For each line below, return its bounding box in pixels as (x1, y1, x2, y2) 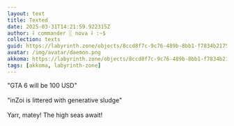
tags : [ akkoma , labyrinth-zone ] (7, 62, 101, 69)
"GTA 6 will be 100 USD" (7, 81, 78, 89)
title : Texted (7, 17, 49, 24)
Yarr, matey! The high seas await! (7, 111, 103, 119)
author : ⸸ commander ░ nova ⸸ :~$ (7, 29, 106, 37)
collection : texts (7, 36, 61, 43)
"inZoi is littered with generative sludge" (7, 95, 123, 104)
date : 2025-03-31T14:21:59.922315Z (7, 23, 111, 30)
